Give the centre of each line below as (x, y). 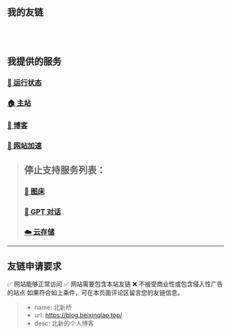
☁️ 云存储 (39, 232)
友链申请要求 (34, 266)
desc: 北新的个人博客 (64, 324)
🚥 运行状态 (25, 83)
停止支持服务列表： (65, 170)
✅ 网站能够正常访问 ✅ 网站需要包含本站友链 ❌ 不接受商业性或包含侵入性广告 (115, 284)
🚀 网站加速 (25, 146)
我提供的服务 (34, 62)
